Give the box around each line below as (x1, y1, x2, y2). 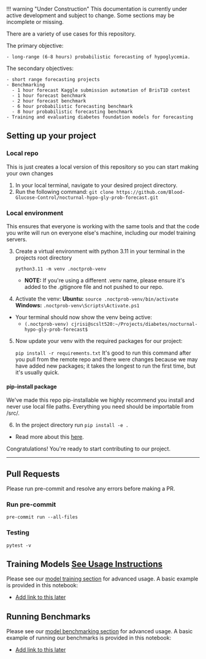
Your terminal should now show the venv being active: (15, 313, 152, 321)
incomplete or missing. (6, 18, 64, 25)
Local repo (6, 149, 39, 158)
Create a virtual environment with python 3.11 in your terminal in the (15, 247, 185, 255)
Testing (6, 528, 29, 537)
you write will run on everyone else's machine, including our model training (6, 229, 196, 236)
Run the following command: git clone (15, 188, 115, 195)
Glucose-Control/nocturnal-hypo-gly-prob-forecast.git (15, 195, 159, 201)
